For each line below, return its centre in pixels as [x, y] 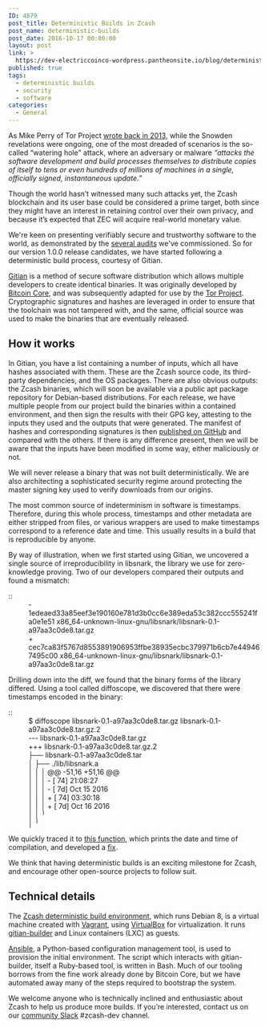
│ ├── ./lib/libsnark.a [63, 763]
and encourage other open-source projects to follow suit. [103, 871]
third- [242, 372]
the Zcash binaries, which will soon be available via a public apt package [128, 388]
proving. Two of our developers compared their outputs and [145, 571]
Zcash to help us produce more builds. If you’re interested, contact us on [128, 1006]
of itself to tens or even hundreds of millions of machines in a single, [121, 170]
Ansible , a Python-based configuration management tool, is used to [120, 949]
